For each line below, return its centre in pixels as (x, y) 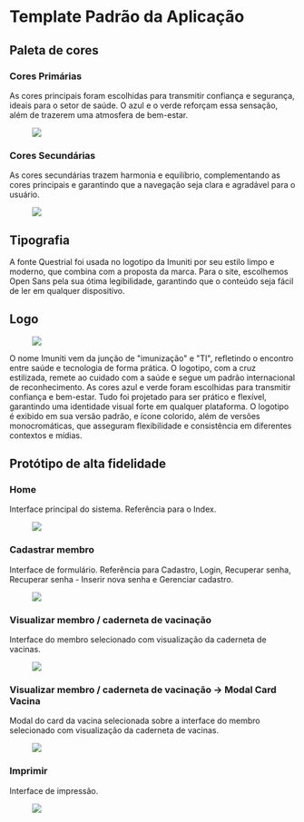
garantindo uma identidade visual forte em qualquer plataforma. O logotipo (149, 406)
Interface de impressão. (54, 790)
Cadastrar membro (52, 550)
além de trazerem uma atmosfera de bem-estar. (99, 114)
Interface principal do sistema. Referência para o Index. (113, 509)
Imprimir (29, 771)
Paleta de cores (54, 50)
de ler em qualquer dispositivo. (67, 290)
